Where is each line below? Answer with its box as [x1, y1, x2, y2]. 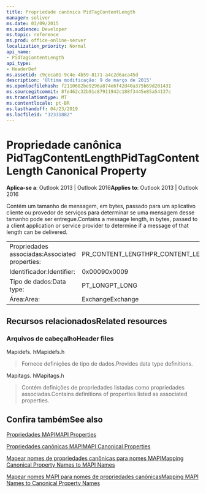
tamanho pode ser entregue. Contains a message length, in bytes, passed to [6, 216, 198, 223]
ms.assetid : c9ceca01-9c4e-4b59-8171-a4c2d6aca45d [6, 72, 139, 78]
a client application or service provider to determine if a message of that [6, 222, 189, 230]
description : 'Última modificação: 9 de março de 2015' [6, 77, 152, 83]
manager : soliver [6, 15, 51, 21]
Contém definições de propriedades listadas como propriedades [21, 384, 185, 391]
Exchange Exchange [82, 295, 139, 304]
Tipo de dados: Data [9, 277, 66, 286]
